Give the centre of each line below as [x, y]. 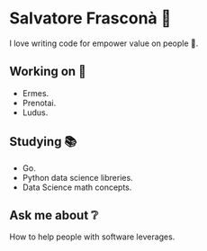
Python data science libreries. [77, 177]
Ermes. [36, 93]
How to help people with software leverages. [92, 237]
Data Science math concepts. [77, 187]
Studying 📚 [43, 142]
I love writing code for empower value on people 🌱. [104, 43]
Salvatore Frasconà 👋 [90, 18]
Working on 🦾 [48, 72]
